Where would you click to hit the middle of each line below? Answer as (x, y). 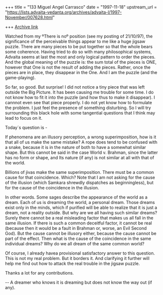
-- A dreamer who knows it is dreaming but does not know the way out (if (79, 282)
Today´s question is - (26, 128)
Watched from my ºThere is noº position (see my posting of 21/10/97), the (79, 36)
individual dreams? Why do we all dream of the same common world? (75, 244)
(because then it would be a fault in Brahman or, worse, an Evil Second (76, 228)
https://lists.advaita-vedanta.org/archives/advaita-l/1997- (64, 12)
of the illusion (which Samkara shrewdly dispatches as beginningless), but (79, 183)
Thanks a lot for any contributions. (39, 273)
